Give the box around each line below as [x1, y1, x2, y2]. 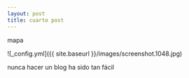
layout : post [7, 10, 45, 17]
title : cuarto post [7, 17, 64, 24]
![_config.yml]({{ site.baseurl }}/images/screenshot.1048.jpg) [7, 49, 183, 58]
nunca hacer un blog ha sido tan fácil [7, 63, 114, 71]
